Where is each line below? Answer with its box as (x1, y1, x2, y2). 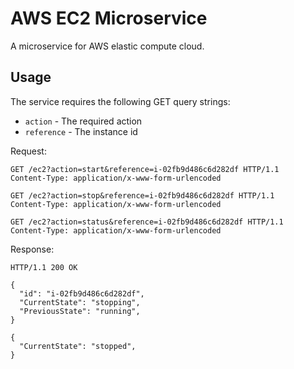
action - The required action (24, 115, 143, 127)
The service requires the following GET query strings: (10, 95, 231, 107)
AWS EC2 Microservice (10, 7, 208, 30)
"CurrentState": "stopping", (19, 297, 141, 307)
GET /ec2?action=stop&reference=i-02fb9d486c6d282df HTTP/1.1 (10, 190, 275, 201)
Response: (10, 243, 55, 255)
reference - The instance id (24, 125, 138, 137)
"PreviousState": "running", (19, 306, 141, 316)
